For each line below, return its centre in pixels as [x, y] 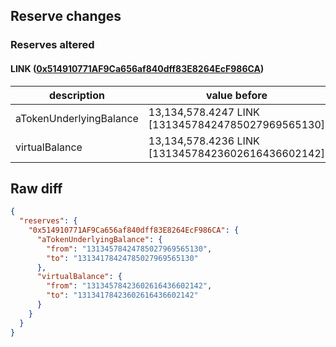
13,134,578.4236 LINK [204, 141]
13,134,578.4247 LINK [204, 112]
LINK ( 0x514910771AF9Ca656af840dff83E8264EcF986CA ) [137, 68]
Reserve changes [66, 16]
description [76, 95]
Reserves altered [52, 45]
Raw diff [36, 188]
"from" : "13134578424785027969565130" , [129, 249]
